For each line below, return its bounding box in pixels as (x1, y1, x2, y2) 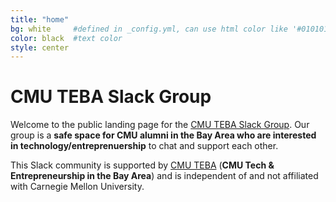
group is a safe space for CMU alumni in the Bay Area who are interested (10, 129, 317, 141)
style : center (10, 42, 70, 53)
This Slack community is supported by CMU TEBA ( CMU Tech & (10, 159, 275, 171)
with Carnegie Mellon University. (10, 181, 145, 193)
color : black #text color (10, 33, 123, 43)
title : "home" (10, 14, 70, 25)
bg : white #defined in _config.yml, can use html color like (10, 24, 288, 34)
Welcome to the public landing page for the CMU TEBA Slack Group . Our (10, 119, 310, 131)
